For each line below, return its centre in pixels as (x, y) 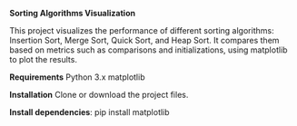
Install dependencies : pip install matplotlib (89, 112)
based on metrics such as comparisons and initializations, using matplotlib (148, 50)
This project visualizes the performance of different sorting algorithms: (142, 30)
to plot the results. (43, 59)
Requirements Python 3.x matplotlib (77, 77)
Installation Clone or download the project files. (99, 95)
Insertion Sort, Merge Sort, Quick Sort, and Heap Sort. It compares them (144, 40)
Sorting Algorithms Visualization (73, 13)
